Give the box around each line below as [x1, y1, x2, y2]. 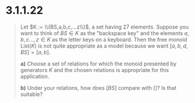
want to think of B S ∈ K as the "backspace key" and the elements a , [20, 29, 190, 36]
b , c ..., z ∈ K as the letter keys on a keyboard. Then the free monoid [20, 36, 187, 43]
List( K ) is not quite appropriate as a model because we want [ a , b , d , [20, 42, 188, 49]
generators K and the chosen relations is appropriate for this [20, 66, 169, 73]
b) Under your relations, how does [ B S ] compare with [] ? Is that [20, 84, 177, 91]
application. [20, 73, 50, 80]
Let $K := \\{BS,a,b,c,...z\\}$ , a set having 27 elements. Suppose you [20, 23, 189, 30]
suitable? [20, 90, 43, 98]
